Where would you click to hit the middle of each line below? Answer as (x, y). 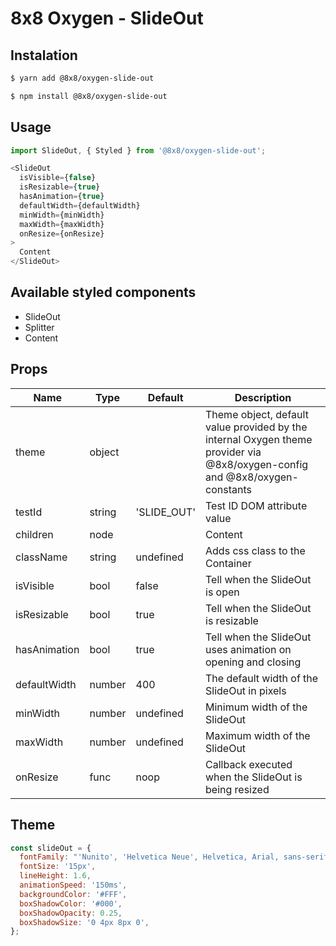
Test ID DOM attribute (256, 505)
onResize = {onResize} (62, 233)
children (34, 534)
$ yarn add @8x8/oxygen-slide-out (82, 78)
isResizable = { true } (60, 187)
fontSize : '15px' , (58, 867)
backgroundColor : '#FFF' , (73, 894)
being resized (237, 789)
